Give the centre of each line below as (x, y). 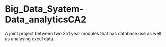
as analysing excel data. (30, 39)
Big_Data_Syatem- (44, 9)
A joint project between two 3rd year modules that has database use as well (83, 33)
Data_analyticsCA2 (46, 20)
